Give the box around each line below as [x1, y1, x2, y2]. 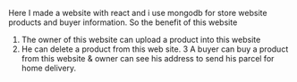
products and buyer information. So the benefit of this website [8, 17, 238, 28]
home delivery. [21, 62, 77, 73]
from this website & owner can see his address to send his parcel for [21, 53, 275, 63]
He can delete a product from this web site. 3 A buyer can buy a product [21, 44, 289, 54]
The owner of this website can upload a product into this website [21, 35, 261, 45]
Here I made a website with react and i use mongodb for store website [8, 8, 267, 18]
